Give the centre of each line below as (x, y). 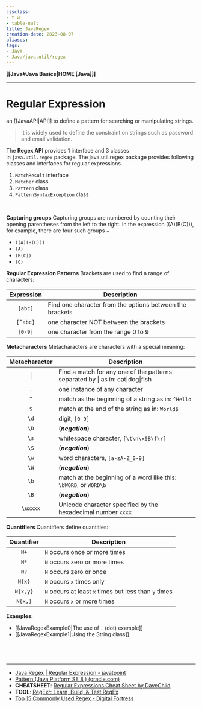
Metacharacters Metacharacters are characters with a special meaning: (96, 346)
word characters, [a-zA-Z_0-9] (102, 458)
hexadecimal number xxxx (95, 512)
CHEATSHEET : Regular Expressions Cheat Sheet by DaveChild (93, 685)
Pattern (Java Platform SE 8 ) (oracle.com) (67, 679)
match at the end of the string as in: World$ (118, 409)
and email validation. (46, 139)
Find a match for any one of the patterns (115, 372)
